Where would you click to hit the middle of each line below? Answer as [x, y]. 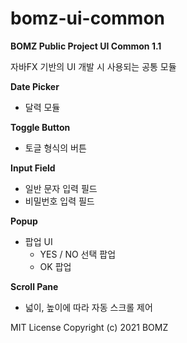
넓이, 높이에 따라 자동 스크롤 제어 [88, 307]
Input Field [33, 168]
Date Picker [35, 86]
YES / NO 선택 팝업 [78, 254]
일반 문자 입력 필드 [61, 188]
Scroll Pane [34, 286]
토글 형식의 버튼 [55, 148]
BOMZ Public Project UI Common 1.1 [86, 46]
